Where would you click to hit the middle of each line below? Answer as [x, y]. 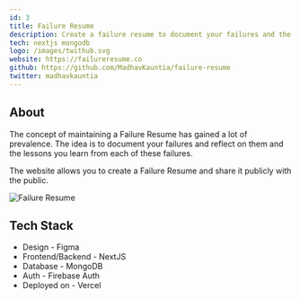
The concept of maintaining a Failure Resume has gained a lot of [128, 134]
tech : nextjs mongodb [50, 43]
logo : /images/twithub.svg [60, 51]
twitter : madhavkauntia [54, 76]
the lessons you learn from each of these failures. [101, 153]
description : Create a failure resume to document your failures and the [150, 34]
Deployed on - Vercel [62, 286]
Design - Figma [51, 247]
